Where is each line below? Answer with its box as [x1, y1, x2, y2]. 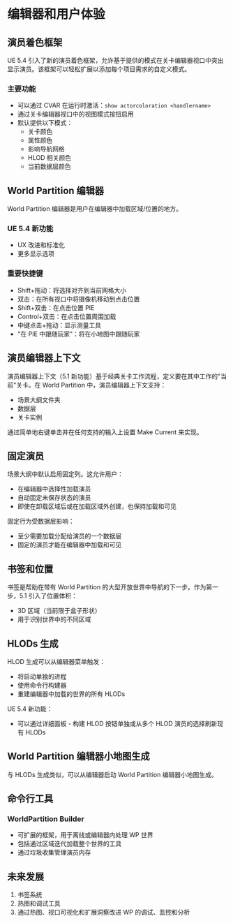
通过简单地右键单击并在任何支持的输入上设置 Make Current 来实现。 [7, 427, 203, 436]
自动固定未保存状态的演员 [17, 494, 91, 502]
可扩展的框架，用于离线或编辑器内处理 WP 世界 [17, 831, 153, 839]
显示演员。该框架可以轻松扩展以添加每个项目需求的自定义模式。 [7, 65, 190, 73]
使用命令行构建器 [17, 681, 67, 689]
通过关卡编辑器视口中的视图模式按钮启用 [17, 110, 134, 119]
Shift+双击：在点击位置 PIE [17, 303, 95, 311]
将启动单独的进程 [17, 672, 67, 681]
